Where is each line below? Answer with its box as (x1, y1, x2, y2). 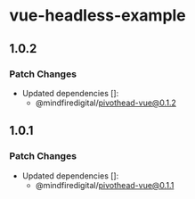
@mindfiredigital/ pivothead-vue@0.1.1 (35, 179, 175, 190)
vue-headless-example (9, 5, 187, 26)
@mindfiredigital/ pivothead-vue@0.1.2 (35, 97, 176, 108)
